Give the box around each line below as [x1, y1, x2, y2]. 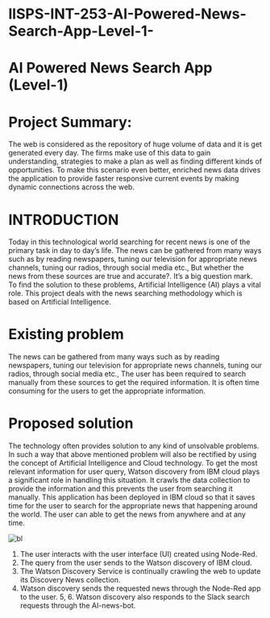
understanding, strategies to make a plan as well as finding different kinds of [8, 156, 263, 166]
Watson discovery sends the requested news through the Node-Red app [19, 583, 261, 593]
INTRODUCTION [8, 210, 119, 229]
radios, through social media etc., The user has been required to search [8, 369, 247, 379]
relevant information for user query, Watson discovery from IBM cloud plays [8, 467, 260, 476]
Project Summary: [8, 113, 132, 131]
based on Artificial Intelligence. [8, 297, 111, 307]
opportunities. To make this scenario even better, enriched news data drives [8, 165, 261, 175]
